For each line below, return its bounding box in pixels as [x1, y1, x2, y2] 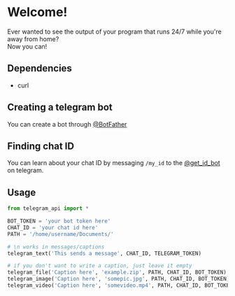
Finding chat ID [7, 140, 75, 152]
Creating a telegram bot [7, 101, 113, 113]
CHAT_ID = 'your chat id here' [7, 224, 99, 231]
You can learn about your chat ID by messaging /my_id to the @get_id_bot [7, 159, 220, 167]
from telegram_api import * [7, 205, 90, 212]
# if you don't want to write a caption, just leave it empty [7, 262, 192, 269]
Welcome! [7, 4, 68, 20]
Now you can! [7, 42, 48, 50]
